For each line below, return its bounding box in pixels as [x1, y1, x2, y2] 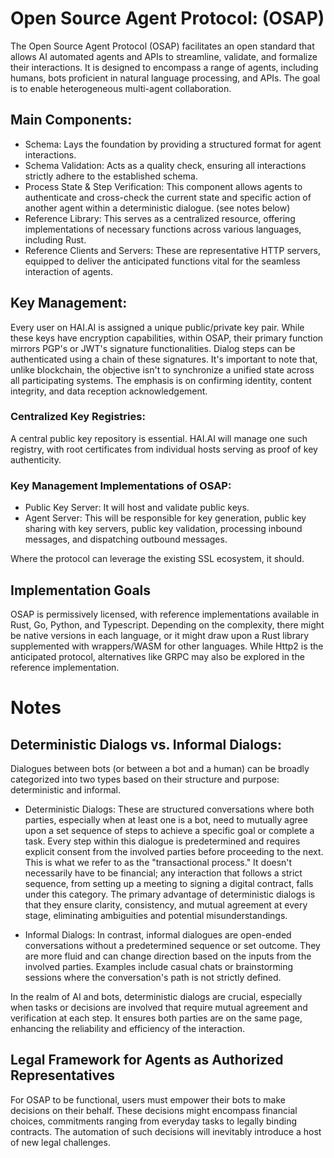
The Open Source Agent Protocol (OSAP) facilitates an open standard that [10, 40, 315, 52]
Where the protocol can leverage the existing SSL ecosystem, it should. [10, 553, 305, 565]
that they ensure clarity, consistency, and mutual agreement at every [24, 898, 308, 911]
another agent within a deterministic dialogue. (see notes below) [24, 202, 291, 214]
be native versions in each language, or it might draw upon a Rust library [10, 629, 310, 641]
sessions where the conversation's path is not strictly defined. [24, 971, 282, 983]
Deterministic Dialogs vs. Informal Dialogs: [10, 736, 282, 753]
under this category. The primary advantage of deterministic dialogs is [24, 888, 316, 900]
